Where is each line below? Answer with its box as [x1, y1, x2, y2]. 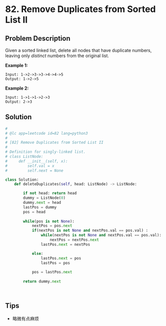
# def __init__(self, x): [5, 159, 68, 164]
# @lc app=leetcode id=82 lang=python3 [5, 131, 88, 136]
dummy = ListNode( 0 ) [23, 195, 66, 201]
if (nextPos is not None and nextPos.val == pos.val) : [31, 228, 149, 233]
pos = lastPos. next [31, 269, 72, 275]
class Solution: [5, 177, 39, 182]
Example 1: [5, 63, 28, 68]
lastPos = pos [40, 260, 70, 265]
